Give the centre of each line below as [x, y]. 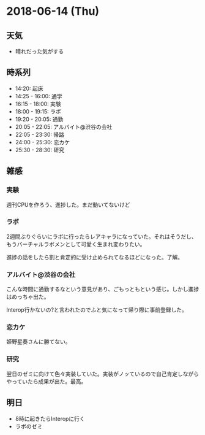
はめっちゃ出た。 [28, 297]
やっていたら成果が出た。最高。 [47, 381]
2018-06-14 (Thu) [53, 11]
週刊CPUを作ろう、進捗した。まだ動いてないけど [68, 204]
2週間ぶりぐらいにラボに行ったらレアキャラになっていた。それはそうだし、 [102, 236]
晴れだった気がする [39, 51]
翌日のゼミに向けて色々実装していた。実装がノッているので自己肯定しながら [103, 374]
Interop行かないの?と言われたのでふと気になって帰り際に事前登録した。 [97, 310]
